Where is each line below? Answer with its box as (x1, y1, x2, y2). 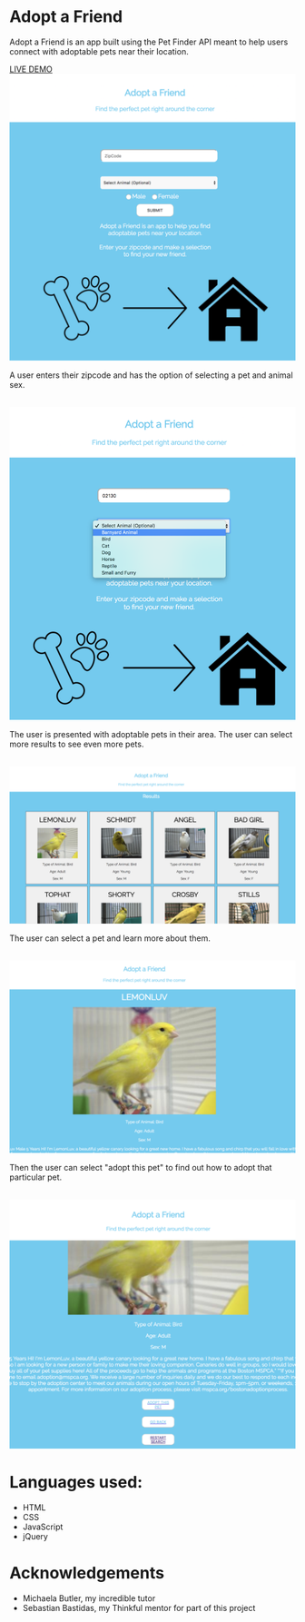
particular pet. (9, 1172, 63, 1182)
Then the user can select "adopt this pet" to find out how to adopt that (9, 1162, 272, 1173)
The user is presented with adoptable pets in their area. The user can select (9, 728, 293, 739)
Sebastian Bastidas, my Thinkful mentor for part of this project (22, 1602, 256, 1613)
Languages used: (9, 1472, 143, 1493)
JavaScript (22, 1521, 64, 1532)
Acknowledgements (9, 1563, 165, 1584)
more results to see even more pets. (9, 738, 144, 749)
